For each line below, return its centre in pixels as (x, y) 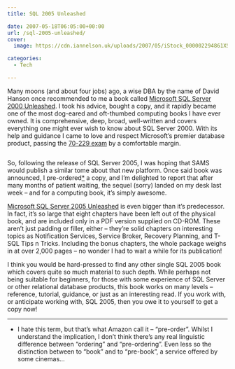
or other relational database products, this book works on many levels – (110, 286)
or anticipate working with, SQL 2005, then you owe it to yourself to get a (113, 301)
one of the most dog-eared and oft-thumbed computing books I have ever (114, 113)
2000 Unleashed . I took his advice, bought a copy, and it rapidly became (112, 106)
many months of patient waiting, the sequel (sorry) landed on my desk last (114, 185)
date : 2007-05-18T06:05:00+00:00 (56, 26)
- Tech (23, 65)
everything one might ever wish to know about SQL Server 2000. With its (113, 128)
